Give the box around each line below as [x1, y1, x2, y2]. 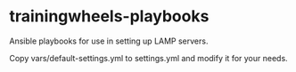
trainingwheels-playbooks [9, 6, 210, 27]
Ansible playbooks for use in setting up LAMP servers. [9, 36, 209, 46]
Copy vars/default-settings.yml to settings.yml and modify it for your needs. [9, 52, 288, 63]
